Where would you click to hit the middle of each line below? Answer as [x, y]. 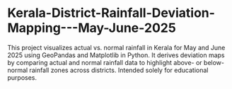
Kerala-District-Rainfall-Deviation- [111, 13]
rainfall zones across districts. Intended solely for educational [119, 70]
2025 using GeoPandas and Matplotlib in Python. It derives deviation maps [116, 55]
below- [214, 62]
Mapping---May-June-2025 [92, 28]
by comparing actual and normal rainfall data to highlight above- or [105, 62]
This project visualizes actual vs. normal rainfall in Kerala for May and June [116, 47]
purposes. [22, 77]
